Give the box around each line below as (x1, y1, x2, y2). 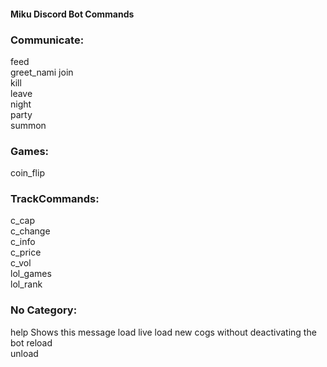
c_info (10, 236, 36, 248)
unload (10, 347, 39, 359)
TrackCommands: (10, 192, 100, 206)
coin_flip (10, 167, 45, 179)
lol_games (10, 268, 52, 280)
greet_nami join (10, 66, 74, 78)
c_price (10, 246, 42, 259)
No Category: (10, 303, 78, 317)
